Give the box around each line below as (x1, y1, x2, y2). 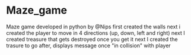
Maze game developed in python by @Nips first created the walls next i (6, 23, 181, 30)
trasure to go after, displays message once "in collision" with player (6, 42, 171, 49)
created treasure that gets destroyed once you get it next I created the (6, 35, 178, 43)
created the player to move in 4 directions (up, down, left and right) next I (6, 29, 185, 36)
